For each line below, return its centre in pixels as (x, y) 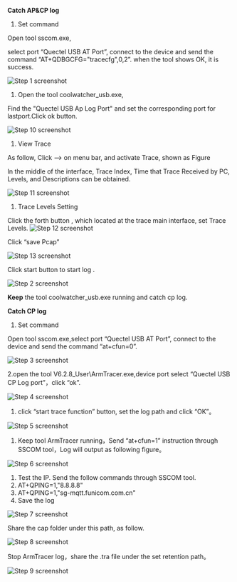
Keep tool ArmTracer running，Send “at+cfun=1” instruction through (118, 441)
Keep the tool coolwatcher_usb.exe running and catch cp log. (98, 297)
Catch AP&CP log (33, 10)
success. (21, 67)
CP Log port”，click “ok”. (44, 382)
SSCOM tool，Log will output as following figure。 (91, 450)
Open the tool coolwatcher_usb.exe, (70, 95)
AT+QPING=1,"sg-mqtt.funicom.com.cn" (77, 493)
